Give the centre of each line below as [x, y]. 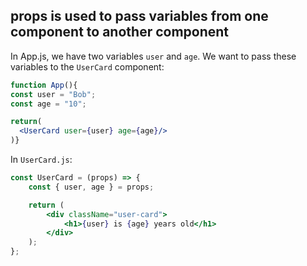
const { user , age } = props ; [91, 187]
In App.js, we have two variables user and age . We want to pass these [153, 56]
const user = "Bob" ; [53, 94]
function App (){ [44, 85]
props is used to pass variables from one [139, 16]
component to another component [120, 32]
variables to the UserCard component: [87, 66]
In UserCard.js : [41, 160]
